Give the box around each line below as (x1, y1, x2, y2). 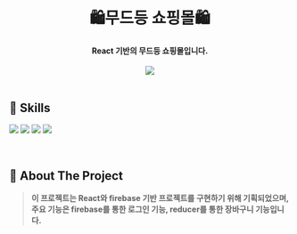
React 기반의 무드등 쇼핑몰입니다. (91, 45, 209, 56)
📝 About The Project (9, 168, 123, 183)
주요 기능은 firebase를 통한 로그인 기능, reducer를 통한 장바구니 (30, 204, 254, 214)
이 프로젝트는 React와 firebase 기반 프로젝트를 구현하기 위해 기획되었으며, (30, 193, 289, 204)
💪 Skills (9, 100, 51, 116)
